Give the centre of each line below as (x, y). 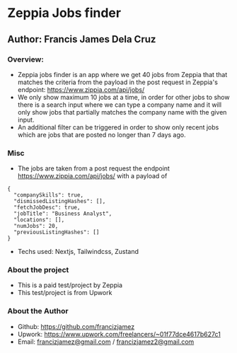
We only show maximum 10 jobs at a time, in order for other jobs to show (123, 97)
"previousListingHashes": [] (57, 232)
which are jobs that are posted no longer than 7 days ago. (102, 134)
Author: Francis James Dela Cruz (82, 39)
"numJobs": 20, (36, 226)
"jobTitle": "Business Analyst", (63, 214)
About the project (38, 270)
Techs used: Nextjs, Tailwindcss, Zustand (78, 252)
